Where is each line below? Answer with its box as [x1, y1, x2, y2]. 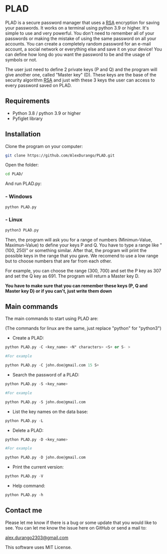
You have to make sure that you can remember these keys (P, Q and [5, 282, 148, 288]
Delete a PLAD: [12, 427, 44, 433]
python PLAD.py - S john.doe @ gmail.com [5, 399, 86, 404]
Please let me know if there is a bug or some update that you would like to [5, 519, 157, 525]
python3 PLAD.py [5, 227, 39, 232]
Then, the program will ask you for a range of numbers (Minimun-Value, [5, 236, 153, 242]
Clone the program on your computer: [5, 143, 83, 149]
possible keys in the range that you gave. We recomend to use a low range [5, 252, 159, 258]
